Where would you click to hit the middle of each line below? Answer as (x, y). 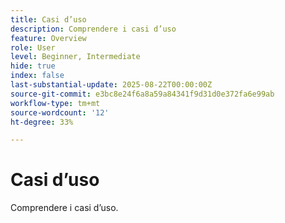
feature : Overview (48, 38)
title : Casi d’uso (48, 19)
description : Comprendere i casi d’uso (93, 29)
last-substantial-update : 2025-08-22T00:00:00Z (111, 85)
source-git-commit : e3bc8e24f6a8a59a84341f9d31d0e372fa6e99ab (142, 94)
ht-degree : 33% (42, 122)
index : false (37, 76)
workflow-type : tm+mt (55, 103)
